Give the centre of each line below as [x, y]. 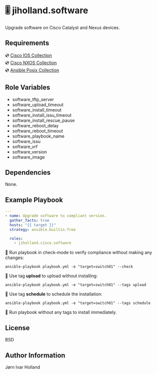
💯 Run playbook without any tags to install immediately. [61, 312]
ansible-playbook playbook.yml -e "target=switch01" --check [69, 267]
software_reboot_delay [35, 125]
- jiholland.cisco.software [43, 243]
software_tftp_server [33, 99]
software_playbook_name [38, 136]
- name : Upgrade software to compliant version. [56, 216]
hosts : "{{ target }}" [33, 225]
